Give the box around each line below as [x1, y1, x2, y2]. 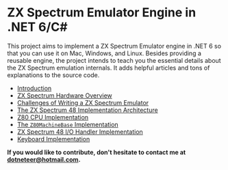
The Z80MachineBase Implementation [16, 120, 118, 128]
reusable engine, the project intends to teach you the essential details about [7, 56, 221, 64]
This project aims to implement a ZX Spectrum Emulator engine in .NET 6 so [7, 42, 221, 50]
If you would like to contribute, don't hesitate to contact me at [7, 148, 186, 156]
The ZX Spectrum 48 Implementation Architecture [16, 106, 159, 114]
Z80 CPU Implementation [16, 113, 89, 121]
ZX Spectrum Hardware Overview [16, 91, 113, 100]
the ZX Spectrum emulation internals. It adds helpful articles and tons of [7, 63, 210, 72]
